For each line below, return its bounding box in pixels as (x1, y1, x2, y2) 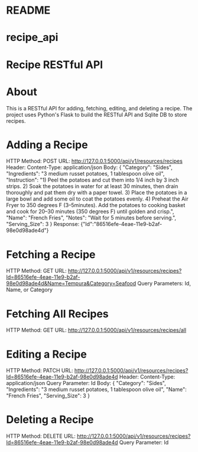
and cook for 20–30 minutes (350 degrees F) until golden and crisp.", (6, 208, 174, 215)
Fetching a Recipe (6, 247, 96, 261)
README (6, 4, 51, 17)
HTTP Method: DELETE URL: (6, 432, 76, 440)
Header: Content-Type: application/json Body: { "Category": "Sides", (6, 164, 173, 171)
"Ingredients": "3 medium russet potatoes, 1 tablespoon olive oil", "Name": (6, 386, 187, 393)
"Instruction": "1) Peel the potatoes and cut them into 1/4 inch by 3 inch (6, 176, 179, 184)
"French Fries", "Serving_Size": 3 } (6, 392, 90, 399)
